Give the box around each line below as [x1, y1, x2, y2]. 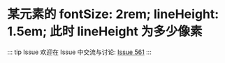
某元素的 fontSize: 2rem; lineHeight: [7, 6, 219, 22]
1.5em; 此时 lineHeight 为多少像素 [7, 24, 203, 39]
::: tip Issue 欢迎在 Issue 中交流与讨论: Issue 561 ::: [7, 48, 152, 56]
